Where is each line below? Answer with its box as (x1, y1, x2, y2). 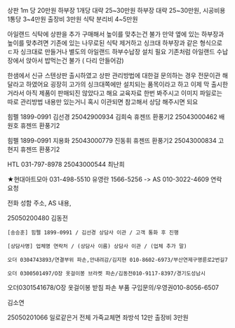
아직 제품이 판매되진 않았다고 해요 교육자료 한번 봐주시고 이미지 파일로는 (25, 89, 223, 97)
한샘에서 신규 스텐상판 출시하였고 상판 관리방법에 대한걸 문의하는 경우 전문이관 (7, 71, 221, 80)
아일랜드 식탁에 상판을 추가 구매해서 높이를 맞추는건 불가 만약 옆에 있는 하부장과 (7, 30, 224, 38)
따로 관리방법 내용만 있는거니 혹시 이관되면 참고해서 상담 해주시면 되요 (7, 98, 199, 106)
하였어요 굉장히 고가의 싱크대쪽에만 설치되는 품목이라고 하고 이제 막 (25, 80, 210, 88)
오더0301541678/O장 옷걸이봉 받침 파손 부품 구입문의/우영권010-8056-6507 (7, 284, 220, 291)
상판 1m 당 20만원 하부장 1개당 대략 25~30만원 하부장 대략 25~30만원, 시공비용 (7, 6, 226, 14)
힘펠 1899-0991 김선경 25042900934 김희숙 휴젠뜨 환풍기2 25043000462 (7, 113, 217, 121)
